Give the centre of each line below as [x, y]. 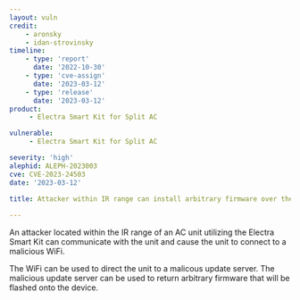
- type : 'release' [59, 92]
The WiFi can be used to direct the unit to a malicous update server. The [142, 269]
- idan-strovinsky [59, 42]
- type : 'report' [58, 59]
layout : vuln [33, 17]
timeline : [28, 51]
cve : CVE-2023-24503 [48, 174]
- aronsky [44, 34]
